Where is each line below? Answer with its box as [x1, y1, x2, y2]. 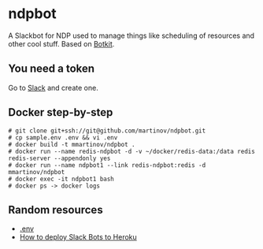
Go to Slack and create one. [8, 83, 98, 92]
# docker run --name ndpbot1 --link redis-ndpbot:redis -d [8, 161, 206, 169]
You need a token [8, 62, 95, 76]
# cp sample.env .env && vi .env [8, 133, 118, 142]
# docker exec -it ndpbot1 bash [8, 175, 114, 183]
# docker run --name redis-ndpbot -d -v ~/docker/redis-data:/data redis [8, 147, 256, 155]
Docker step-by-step [8, 106, 113, 119]
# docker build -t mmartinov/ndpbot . [8, 140, 135, 148]
